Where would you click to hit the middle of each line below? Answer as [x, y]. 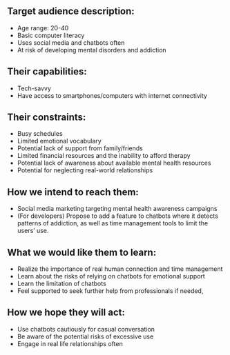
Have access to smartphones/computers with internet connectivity [112, 95]
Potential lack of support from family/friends [80, 148]
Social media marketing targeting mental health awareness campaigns [117, 209]
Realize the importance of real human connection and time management [120, 269]
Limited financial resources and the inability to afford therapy [104, 156]
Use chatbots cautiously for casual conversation [86, 329]
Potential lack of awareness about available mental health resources [114, 163]
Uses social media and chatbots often [71, 42]
